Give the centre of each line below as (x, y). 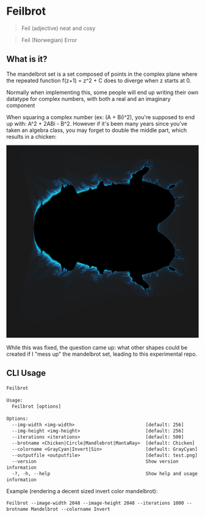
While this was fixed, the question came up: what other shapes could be (97, 347)
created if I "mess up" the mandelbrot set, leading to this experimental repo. (102, 354)
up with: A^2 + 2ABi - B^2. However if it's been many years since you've (97, 123)
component (21, 105)
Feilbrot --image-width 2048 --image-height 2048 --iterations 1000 (95, 503)
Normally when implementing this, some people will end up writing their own (103, 92)
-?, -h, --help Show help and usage (105, 474)
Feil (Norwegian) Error (49, 40)
